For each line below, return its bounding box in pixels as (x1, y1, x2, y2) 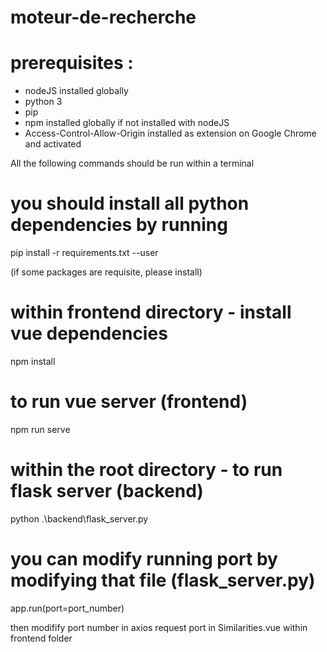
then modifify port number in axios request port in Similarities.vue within (10, 621, 308, 633)
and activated (24, 138, 82, 150)
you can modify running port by (10, 548, 278, 571)
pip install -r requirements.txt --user (10, 247, 159, 259)
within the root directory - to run (10, 459, 283, 481)
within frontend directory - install (10, 301, 292, 324)
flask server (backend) (10, 480, 204, 503)
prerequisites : (10, 52, 134, 75)
